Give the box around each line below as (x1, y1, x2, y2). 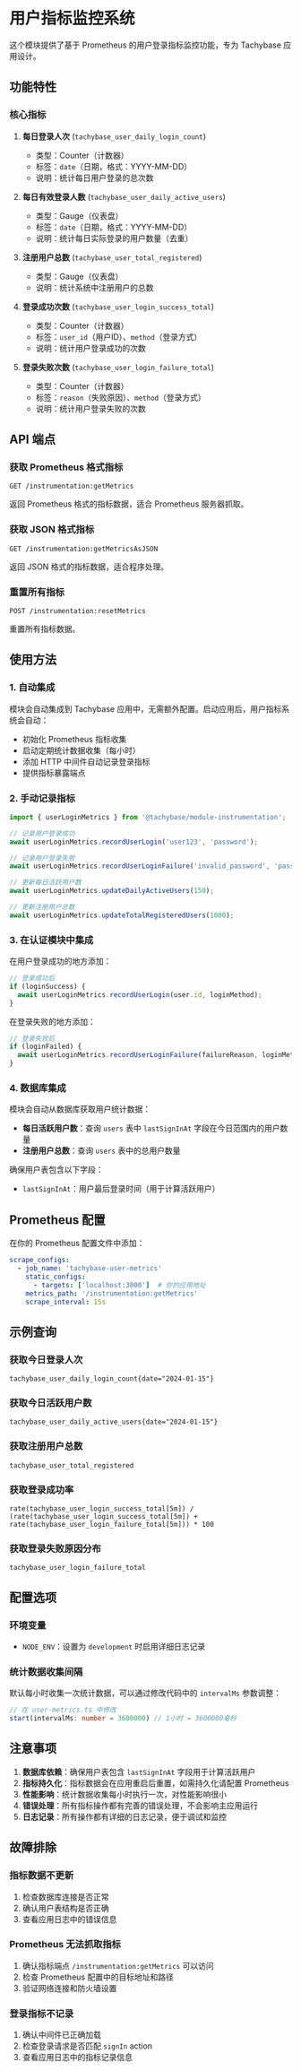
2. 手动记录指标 (9, 792, 76, 804)
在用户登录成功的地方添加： (9, 956, 112, 966)
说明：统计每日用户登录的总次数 (35, 172, 154, 183)
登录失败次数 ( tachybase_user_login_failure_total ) (21, 361, 215, 372)
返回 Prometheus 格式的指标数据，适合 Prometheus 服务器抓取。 (9, 498, 249, 509)
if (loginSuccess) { (9, 982, 87, 991)
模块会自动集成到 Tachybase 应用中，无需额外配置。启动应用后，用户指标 (9, 703, 282, 714)
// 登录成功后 (9, 974, 56, 983)
